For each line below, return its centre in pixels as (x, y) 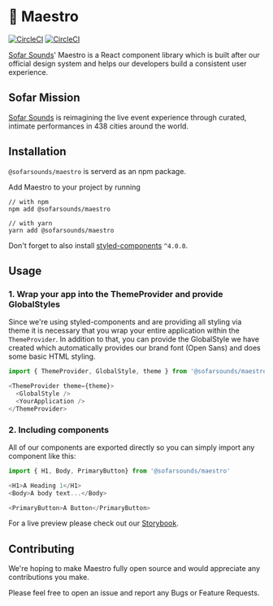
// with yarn (30, 223)
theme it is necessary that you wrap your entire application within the (124, 331)
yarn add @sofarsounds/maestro (61, 230)
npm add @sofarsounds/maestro (60, 209)
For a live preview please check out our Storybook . (93, 523)
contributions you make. (49, 578)
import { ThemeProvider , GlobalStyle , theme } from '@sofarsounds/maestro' (139, 372)
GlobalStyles (35, 304)
